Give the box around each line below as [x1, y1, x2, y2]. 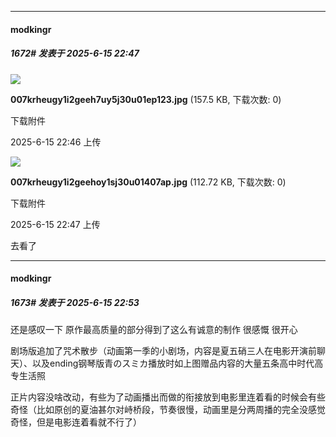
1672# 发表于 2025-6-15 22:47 [10, 47, 140, 60]
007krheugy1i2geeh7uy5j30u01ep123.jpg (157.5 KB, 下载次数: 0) [10, 93, 282, 105]
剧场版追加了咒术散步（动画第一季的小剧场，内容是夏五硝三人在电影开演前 [10, 345, 317, 357]
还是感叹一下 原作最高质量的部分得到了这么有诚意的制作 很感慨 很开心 [10, 324, 298, 336]
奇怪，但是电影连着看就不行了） [10, 416, 142, 428]
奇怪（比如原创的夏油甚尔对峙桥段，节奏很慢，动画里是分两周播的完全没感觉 [10, 404, 326, 416]
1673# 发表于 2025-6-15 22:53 [10, 296, 140, 308]
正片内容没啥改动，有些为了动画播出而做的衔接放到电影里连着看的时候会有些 [10, 391, 326, 403]
